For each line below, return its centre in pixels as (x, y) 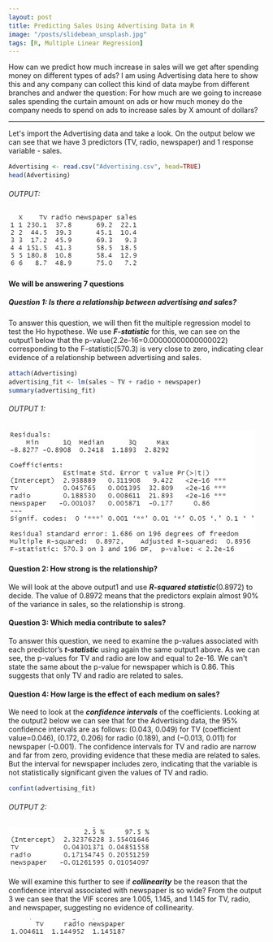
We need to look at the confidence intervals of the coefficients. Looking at (134, 712)
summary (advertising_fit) (52, 390)
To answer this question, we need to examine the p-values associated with (133, 641)
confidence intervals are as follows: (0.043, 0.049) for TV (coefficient (125, 729)
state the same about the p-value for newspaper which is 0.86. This (122, 667)
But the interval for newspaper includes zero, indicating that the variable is (133, 764)
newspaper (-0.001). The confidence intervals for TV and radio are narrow (132, 747)
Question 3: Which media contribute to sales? (87, 623)
